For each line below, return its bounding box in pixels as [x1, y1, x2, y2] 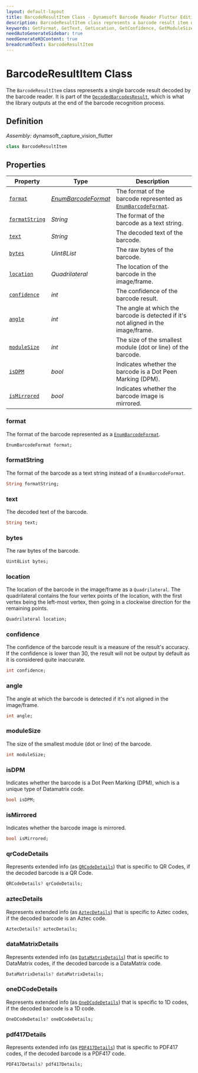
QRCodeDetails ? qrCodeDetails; [6, 881, 83, 887]
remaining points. [6, 605, 48, 612]
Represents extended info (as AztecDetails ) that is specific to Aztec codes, [6, 908, 189, 915]
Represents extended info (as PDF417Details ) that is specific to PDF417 [6, 1044, 178, 1051]
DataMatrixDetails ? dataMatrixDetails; [6, 971, 104, 977]
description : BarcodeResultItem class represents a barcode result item [6, 20, 189, 25]
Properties [6, 160, 46, 170]
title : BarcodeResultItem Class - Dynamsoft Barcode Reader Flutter [6, 14, 178, 20]
